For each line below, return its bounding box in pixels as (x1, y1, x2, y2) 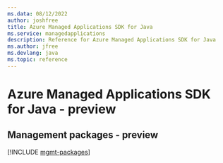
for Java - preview (7, 101, 116, 117)
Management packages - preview (7, 129, 159, 141)
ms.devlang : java (7, 50, 59, 57)
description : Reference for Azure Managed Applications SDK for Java (7, 37, 217, 44)
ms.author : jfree (7, 43, 59, 50)
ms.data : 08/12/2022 (7, 10, 68, 18)
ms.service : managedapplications (7, 30, 106, 37)
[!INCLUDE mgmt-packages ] (7, 148, 90, 156)
